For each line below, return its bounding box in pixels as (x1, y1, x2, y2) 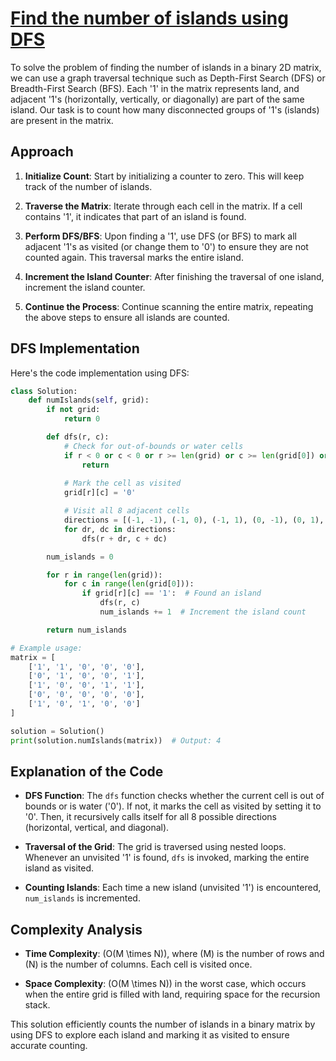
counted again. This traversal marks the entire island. (24, 251, 244, 263)
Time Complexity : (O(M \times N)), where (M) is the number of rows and (24, 948, 325, 960)
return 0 (63, 414, 101, 424)
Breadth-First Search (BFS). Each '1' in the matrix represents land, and (10, 82, 300, 94)
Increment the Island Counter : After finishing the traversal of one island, (24, 270, 325, 282)
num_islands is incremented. (24, 892, 141, 904)
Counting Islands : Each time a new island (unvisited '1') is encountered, (24, 882, 322, 894)
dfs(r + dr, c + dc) (81, 533, 168, 544)
